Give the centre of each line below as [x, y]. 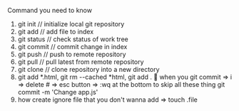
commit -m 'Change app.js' [58, 92]
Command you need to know [50, 10]
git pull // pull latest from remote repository [81, 62]
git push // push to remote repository [72, 54]
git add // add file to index [56, 32]
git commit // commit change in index [72, 47]
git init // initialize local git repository [71, 24]
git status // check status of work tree [73, 39]
